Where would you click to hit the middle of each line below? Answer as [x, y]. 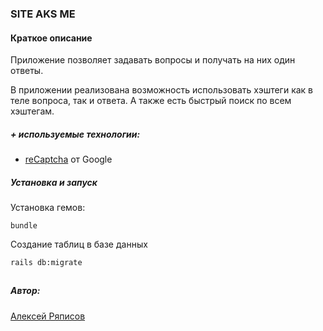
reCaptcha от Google [68, 159]
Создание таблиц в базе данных [79, 244]
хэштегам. [32, 111]
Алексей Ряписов [48, 316]
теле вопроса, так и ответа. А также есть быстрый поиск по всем [151, 101]
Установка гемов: [48, 208]
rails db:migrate [46, 263]
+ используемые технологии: [75, 134]
